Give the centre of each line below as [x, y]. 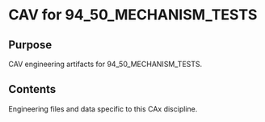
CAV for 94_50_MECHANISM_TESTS [133, 15]
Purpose [30, 45]
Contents [32, 89]
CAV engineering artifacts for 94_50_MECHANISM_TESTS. [105, 64]
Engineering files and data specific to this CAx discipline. [103, 109]
